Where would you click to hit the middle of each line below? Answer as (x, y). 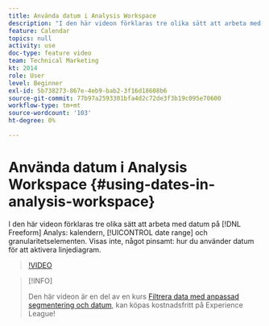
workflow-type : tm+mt (45, 105)
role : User (27, 76)
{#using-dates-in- (153, 185)
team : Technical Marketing (54, 61)
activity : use (32, 46)
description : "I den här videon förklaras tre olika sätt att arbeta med (135, 23)
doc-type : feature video (50, 53)
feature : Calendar (39, 31)
